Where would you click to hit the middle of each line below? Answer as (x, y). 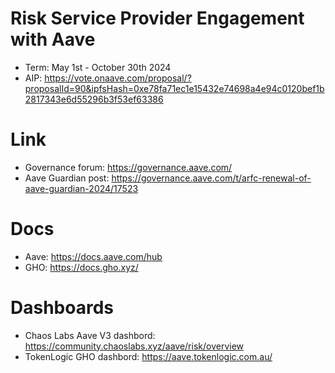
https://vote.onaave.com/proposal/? (118, 78)
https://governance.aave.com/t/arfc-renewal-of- (211, 178)
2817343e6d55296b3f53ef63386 (94, 99)
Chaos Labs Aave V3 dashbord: (90, 335)
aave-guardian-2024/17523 (81, 188)
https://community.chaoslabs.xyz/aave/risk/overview (134, 346)
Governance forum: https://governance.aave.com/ (128, 167)
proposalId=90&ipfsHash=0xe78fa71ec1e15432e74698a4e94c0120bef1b (174, 88)
